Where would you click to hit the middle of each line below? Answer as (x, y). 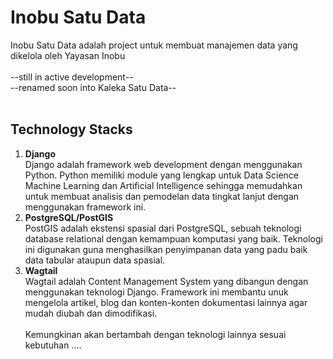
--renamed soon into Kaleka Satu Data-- (93, 87)
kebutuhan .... (53, 345)
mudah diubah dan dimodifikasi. (91, 313)
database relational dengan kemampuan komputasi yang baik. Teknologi (173, 238)
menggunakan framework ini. (85, 207)
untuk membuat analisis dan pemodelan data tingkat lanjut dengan (162, 196)
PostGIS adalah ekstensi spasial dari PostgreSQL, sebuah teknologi (163, 228)
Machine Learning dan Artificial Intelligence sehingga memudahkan (163, 185)
